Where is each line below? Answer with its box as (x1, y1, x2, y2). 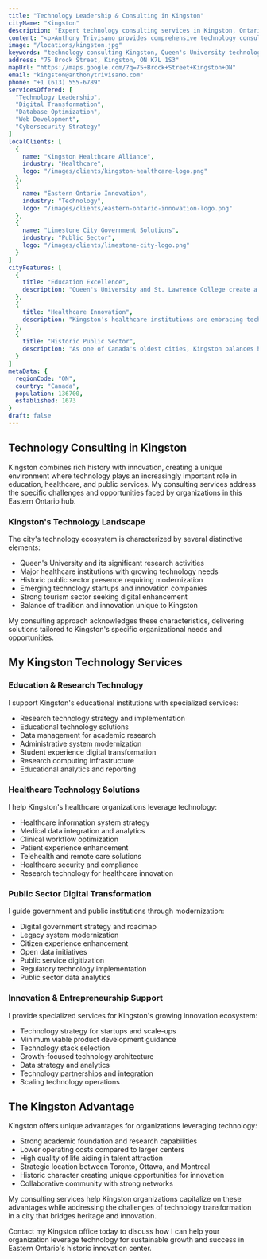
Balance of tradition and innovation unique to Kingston (19, 600, 199, 610)
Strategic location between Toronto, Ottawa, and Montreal (19, 1162, 211, 1171)
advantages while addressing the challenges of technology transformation (8, 1202, 252, 1212)
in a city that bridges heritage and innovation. (8, 1211, 157, 1221)
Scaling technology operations (19, 1077, 121, 1086)
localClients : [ (8, 137, 62, 146)
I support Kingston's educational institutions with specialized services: (8, 698, 239, 708)
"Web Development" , (15, 116, 80, 124)
